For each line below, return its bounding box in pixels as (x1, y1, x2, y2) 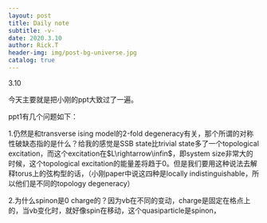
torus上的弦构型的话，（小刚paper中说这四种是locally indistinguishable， (14, 169, 253, 178)
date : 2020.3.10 (8, 34, 62, 42)
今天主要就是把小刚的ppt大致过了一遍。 (8, 94, 138, 104)
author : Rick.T (8, 42, 59, 50)
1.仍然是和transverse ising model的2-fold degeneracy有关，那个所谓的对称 (8, 129, 254, 138)
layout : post (8, 11, 52, 20)
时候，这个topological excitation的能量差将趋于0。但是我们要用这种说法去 (8, 158, 251, 168)
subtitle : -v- (8, 26, 56, 34)
